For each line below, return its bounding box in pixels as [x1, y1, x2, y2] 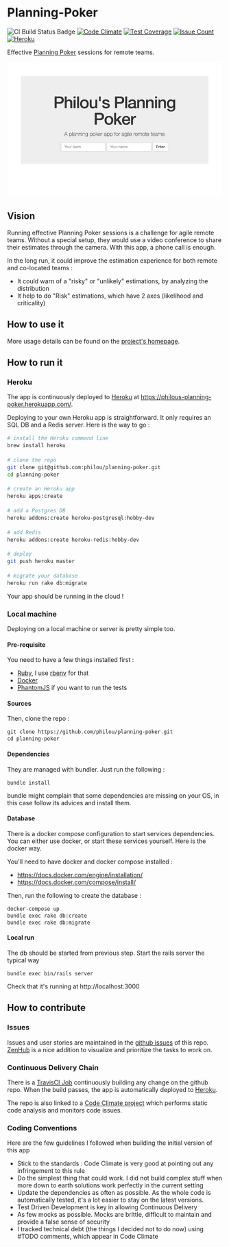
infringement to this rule [16, 1167, 86, 1175]
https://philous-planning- [140, 393, 212, 401]
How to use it [7, 319, 64, 331]
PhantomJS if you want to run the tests [16, 684, 128, 692]
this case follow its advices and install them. [7, 798, 132, 807]
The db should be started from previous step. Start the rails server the [7, 949, 205, 957]
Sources [7, 699, 32, 707]
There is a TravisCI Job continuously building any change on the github [7, 1078, 208, 1086]
